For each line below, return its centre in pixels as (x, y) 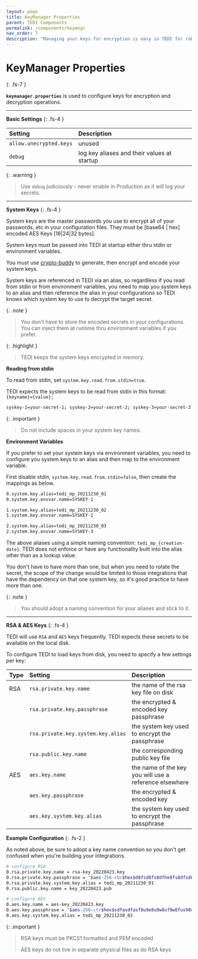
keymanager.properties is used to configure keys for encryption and (88, 95)
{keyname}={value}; (30, 397)
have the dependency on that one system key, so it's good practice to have (97, 579)
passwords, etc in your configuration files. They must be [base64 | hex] (93, 227)
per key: (16, 661)
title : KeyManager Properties (43, 17)
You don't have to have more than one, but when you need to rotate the (93, 567)
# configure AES (26, 899)
